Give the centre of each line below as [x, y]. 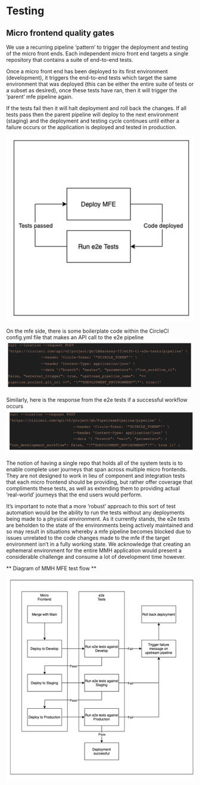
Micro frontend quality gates [60, 33]
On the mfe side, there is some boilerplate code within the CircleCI [87, 331]
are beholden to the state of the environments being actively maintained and [100, 526]
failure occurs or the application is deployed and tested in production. [91, 127]
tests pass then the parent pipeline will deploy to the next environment [92, 115]
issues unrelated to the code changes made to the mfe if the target [88, 538]
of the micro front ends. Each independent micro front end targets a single [97, 54]
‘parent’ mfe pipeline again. [40, 97]
